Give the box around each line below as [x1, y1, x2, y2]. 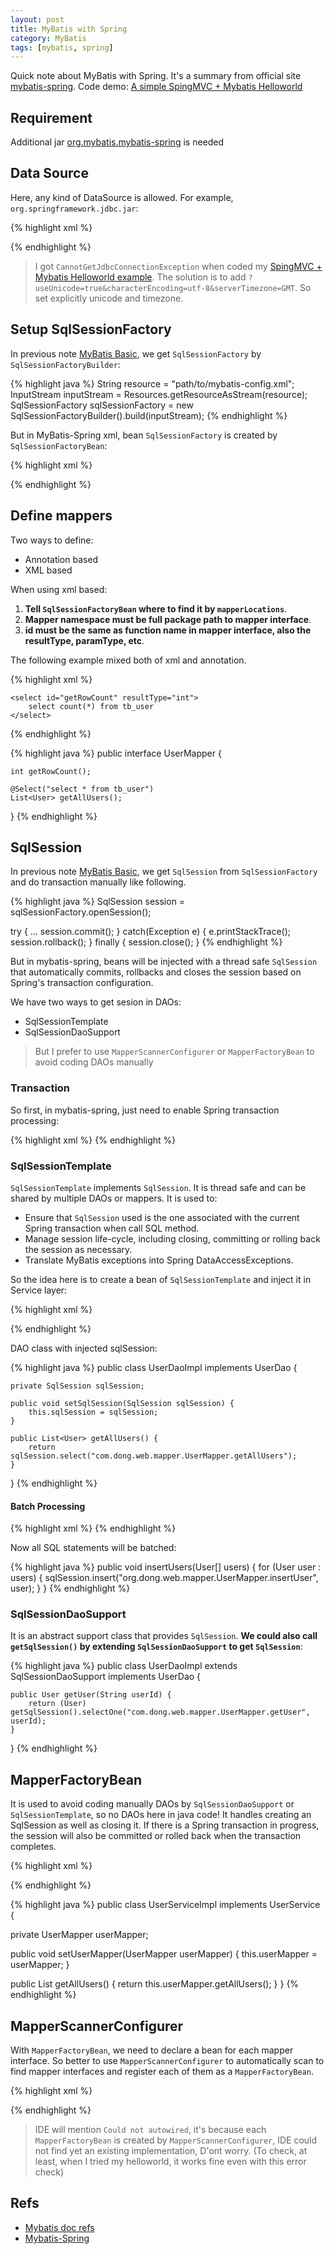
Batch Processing [10, 1500, 86, 1512]
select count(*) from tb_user [28, 701, 155, 711]
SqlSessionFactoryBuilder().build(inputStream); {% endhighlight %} [10, 409, 288, 421]
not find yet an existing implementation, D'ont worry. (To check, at [34, 2145, 308, 2157]
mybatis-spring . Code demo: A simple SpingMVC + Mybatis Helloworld [10, 81, 303, 93]
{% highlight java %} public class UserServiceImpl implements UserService [10, 1899, 321, 1911]
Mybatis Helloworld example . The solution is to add [34, 271, 247, 283]
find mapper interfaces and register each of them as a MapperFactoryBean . [10, 2066, 314, 2078]
